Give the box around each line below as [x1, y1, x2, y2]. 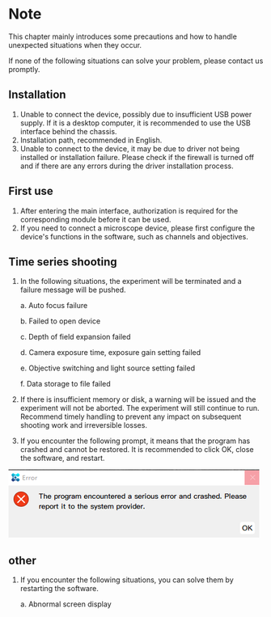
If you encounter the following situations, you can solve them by [19, 575, 234, 585]
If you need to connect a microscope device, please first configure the [19, 223, 256, 233]
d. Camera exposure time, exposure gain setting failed [19, 348, 201, 357]
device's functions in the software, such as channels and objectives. [19, 231, 248, 241]
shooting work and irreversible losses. [19, 420, 148, 430]
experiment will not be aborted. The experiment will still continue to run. [19, 404, 260, 413]
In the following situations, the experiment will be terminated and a [19, 277, 242, 286]
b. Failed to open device [19, 316, 101, 326]
